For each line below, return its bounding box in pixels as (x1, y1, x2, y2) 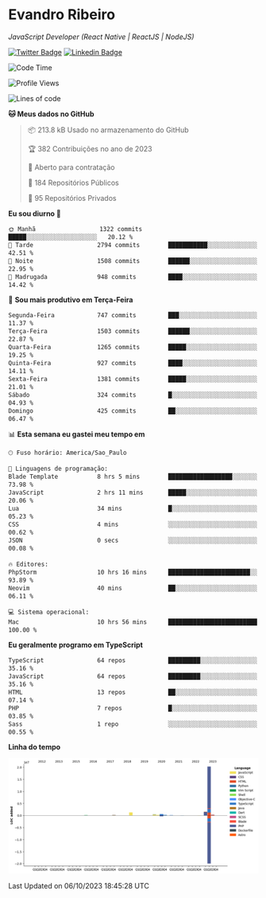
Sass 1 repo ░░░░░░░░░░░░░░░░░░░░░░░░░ (8, 720, 258, 728)
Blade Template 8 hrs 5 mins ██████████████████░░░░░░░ (8, 473, 258, 480)
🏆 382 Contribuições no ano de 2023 (27, 143, 152, 153)
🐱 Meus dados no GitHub (8, 109, 94, 119)
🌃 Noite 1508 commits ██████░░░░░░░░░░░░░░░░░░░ (8, 257, 258, 265)
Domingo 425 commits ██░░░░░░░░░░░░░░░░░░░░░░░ (8, 406, 258, 415)
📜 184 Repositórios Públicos (27, 178, 119, 187)
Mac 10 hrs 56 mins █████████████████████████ (8, 618, 258, 626)
